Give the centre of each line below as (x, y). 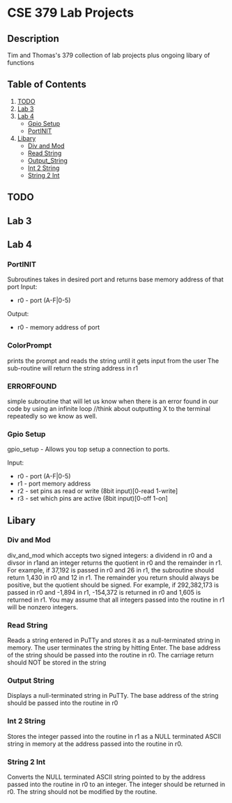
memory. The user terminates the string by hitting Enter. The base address (114, 648)
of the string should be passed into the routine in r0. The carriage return (110, 655)
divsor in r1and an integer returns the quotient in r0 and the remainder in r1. (115, 563)
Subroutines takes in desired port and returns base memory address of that (116, 279)
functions (21, 63)
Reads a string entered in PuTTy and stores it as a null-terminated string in (114, 640)
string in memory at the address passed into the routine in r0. (95, 744)
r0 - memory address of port (59, 327)
